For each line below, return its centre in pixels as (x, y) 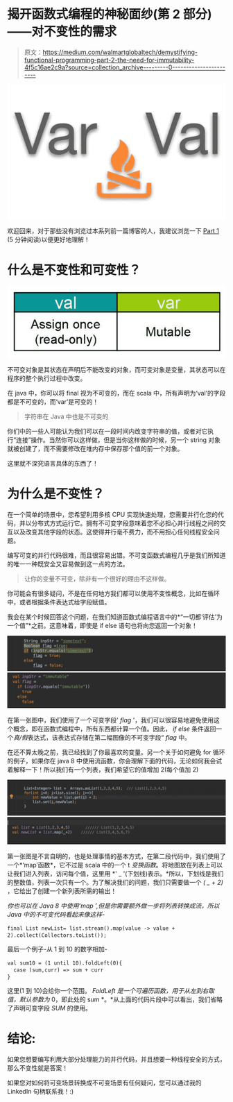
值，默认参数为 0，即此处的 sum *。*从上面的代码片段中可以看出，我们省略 (115, 999)
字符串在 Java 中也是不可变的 (66, 416)
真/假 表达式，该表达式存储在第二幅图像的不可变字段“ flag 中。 (102, 737)
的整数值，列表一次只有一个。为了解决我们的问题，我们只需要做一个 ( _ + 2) (115, 882)
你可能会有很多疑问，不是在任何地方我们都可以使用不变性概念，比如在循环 (113, 593)
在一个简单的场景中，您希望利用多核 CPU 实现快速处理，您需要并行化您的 (113, 514)
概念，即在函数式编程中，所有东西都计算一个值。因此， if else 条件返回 (114, 729)
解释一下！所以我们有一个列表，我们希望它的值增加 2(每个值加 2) (106, 769)
